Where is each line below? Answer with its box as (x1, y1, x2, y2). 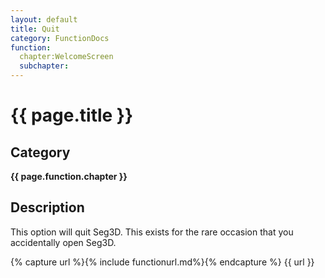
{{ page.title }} (10, 104, 134, 127)
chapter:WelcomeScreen (19, 52, 114, 62)
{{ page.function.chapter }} (10, 171, 128, 182)
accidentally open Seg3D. (10, 236, 117, 248)
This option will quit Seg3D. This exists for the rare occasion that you (10, 226, 294, 238)
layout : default (10, 14, 78, 25)
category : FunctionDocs (10, 33, 110, 43)
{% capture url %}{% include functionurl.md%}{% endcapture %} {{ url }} (10, 256, 315, 268)
